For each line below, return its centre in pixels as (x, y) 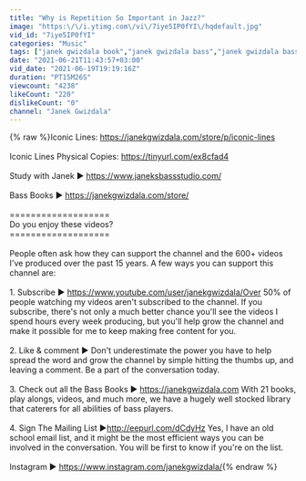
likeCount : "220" (42, 94)
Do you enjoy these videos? (61, 225)
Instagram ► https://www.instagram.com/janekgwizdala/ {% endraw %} (143, 467)
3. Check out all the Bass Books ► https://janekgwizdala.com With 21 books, (153, 390)
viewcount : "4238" (44, 86)
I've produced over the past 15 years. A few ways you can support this (142, 263)
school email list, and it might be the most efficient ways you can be (137, 438)
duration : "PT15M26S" (51, 78)
